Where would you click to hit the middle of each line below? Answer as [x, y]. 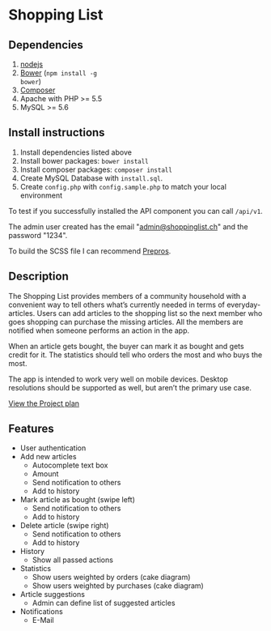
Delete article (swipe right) [64, 526]
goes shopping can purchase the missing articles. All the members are [126, 322]
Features [31, 429]
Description [38, 277]
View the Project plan [44, 403]
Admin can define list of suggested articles [104, 603]
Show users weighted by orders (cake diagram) [111, 578]
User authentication [53, 448]
